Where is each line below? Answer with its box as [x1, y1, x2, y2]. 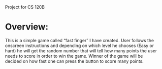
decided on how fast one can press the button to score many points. [5, 58, 144, 64]
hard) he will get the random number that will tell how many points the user [5, 47, 157, 53]
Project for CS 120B [5, 4, 45, 10]
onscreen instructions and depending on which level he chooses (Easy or [5, 43, 154, 48]
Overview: [5, 22, 49, 32]
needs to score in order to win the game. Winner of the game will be [5, 53, 143, 59]
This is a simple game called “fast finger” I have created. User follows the [5, 37, 154, 43]
